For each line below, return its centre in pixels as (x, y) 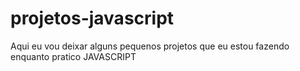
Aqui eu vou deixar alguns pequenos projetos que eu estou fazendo (150, 46)
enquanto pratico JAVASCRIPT (73, 56)
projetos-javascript (92, 18)
